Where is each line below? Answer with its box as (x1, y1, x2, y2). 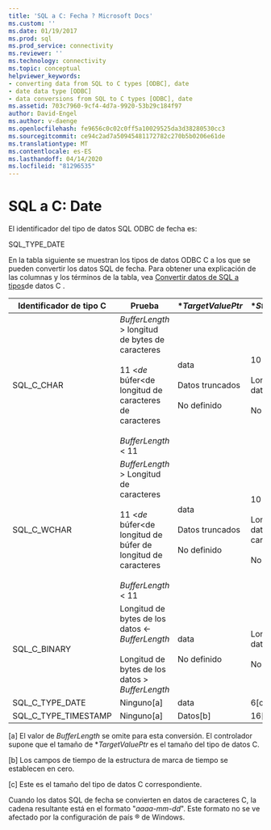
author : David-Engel (8, 110, 78, 118)
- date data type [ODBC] (8, 87, 92, 95)
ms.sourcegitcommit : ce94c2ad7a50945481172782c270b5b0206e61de (8, 132, 226, 140)
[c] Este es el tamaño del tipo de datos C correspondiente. (8, 780, 202, 790)
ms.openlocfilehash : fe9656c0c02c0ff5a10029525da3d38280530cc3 (8, 125, 226, 133)
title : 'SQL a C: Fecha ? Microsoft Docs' (8, 11, 153, 20)
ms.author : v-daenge (8, 117, 78, 125)
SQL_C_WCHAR (12, 524, 73, 536)
